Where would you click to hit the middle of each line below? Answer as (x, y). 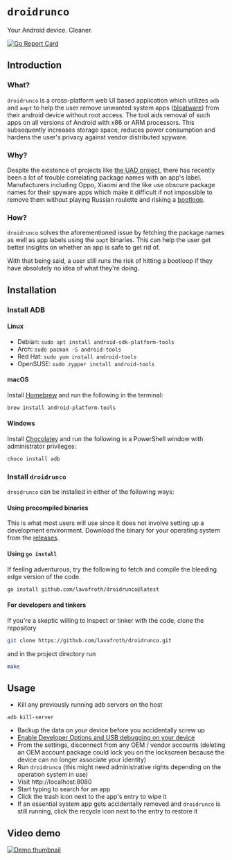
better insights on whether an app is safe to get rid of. (84, 248)
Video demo (34, 833)
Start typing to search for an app (64, 789)
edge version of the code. (44, 576)
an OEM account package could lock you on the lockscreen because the (121, 752)
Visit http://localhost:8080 (54, 782)
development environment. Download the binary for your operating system (114, 531)
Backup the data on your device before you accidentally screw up (111, 730)
